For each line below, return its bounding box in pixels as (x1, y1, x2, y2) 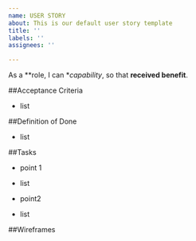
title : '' (8, 26, 41, 34)
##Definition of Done (8, 117, 77, 126)
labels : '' (8, 34, 45, 42)
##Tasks (8, 148, 37, 157)
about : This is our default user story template (8, 19, 173, 27)
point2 (19, 194, 41, 203)
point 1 (19, 163, 42, 172)
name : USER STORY (8, 11, 66, 20)
